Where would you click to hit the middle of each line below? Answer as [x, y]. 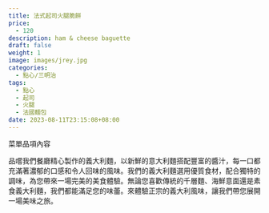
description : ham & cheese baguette [69, 38]
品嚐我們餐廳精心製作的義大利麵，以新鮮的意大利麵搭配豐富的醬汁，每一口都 [134, 160]
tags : [17, 82]
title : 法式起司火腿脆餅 [45, 16]
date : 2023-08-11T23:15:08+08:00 [64, 120]
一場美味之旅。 [33, 200]
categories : [28, 68]
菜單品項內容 [29, 143]
